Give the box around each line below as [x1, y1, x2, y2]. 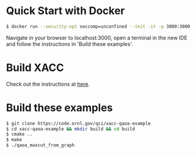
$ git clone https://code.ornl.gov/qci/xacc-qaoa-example [6, 120, 151, 126]
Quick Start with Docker [6, 4, 125, 18]
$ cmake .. [6, 131, 33, 138]
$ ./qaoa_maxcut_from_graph [6, 142, 75, 148]
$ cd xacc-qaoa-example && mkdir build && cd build [6, 126, 135, 132]
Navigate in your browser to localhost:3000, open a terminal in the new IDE [6, 34, 188, 41]
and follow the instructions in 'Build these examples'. [6, 40, 133, 48]
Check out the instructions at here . [6, 81, 90, 88]
